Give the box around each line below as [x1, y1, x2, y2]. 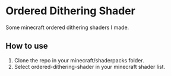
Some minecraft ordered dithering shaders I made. [5, 24, 129, 31]
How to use [5, 41, 48, 51]
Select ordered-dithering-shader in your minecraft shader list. [14, 63, 166, 70]
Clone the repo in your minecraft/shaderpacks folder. [14, 56, 144, 64]
